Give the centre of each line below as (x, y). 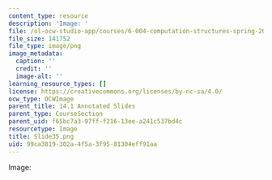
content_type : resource (49, 16)
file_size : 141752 (39, 39)
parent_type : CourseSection (56, 114)
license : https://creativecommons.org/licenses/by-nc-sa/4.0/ (115, 91)
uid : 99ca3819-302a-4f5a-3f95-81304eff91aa (83, 144)
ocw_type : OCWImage (41, 99)
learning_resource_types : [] (57, 84)
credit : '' (34, 69)
